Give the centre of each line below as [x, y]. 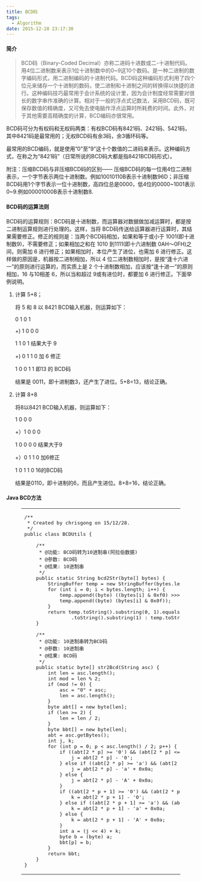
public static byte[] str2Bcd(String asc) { [98, 667]
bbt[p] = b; [76, 842]
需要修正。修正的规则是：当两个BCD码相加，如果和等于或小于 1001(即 [97, 236]
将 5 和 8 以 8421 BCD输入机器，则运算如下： [71, 307]
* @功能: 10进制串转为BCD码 [73, 641]
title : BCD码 [22, 12]
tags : [13, 17]
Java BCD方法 [24, 498]
